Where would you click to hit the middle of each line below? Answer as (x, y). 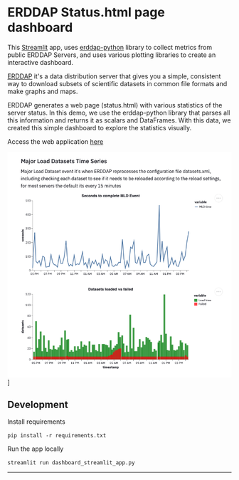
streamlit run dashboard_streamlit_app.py (71, 463)
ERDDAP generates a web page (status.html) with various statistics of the (115, 105)
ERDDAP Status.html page (86, 12)
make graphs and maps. (43, 91)
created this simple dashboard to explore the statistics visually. (100, 127)
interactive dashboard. (40, 62)
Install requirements (36, 422)
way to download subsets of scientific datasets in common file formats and (117, 83)
